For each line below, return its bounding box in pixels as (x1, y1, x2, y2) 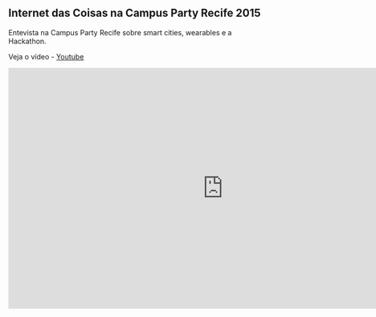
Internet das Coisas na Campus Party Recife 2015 (8, 6, 261, 20)
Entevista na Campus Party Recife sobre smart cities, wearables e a (8, 27, 232, 37)
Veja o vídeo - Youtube (8, 51, 84, 61)
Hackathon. (8, 36, 47, 46)
